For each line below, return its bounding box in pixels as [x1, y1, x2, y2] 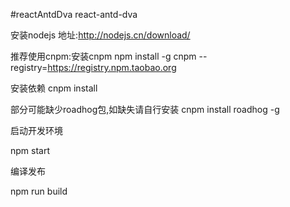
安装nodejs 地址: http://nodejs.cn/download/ [10, 29, 191, 41]
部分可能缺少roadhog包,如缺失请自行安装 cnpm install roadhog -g [10, 104, 280, 115]
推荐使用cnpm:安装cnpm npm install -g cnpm [10, 50, 197, 62]
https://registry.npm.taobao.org [47, 62, 177, 73]
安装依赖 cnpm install [10, 82, 98, 94]
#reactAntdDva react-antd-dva [10, 9, 138, 20]
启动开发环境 [10, 125, 63, 136]
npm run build [10, 185, 68, 197]
